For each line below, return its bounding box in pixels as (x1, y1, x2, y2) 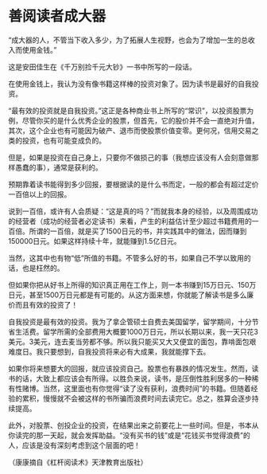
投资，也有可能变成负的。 (21, 135, 106, 145)
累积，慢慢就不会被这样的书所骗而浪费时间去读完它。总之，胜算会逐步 (21, 394, 252, 403)
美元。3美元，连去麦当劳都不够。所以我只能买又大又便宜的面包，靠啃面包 (8, 336, 250, 347)
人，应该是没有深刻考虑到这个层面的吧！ (8, 440, 141, 450)
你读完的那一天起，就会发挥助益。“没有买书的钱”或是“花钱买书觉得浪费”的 (8, 430, 250, 440)
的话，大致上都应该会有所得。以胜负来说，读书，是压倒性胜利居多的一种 (14, 374, 252, 383)
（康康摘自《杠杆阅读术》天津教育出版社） (8, 457, 148, 467)
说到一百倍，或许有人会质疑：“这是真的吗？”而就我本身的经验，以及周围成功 (8, 206, 258, 216)
